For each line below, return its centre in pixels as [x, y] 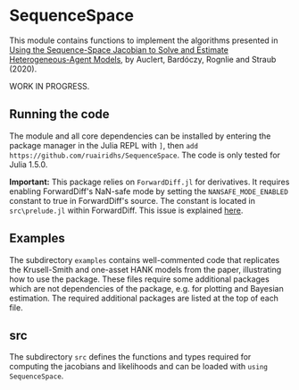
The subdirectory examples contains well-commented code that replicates [145, 259]
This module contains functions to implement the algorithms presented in [144, 40]
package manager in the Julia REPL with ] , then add [104, 145]
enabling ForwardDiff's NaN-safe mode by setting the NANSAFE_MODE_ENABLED [149, 191]
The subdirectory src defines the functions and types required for [130, 357]
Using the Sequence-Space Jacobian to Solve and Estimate [119, 49]
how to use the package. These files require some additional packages [139, 279]
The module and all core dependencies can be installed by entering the [140, 136]
